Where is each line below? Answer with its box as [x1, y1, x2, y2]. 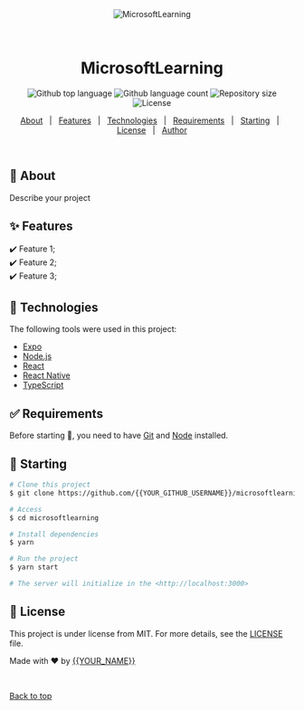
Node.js [22, 351, 52, 362]
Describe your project [9, 192, 90, 203]
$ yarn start [9, 563, 59, 573]
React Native [22, 370, 71, 381]
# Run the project [9, 554, 79, 563]
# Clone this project [9, 480, 91, 489]
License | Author [116, 124, 188, 135]
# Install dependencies [9, 529, 100, 539]
